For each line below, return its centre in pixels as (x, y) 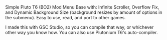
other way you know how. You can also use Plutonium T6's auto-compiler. (81, 32)
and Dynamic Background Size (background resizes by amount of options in (84, 12)
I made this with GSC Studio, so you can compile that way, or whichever (79, 27)
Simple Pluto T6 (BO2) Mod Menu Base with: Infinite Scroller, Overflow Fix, (82, 7)
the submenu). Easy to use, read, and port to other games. (66, 18)
